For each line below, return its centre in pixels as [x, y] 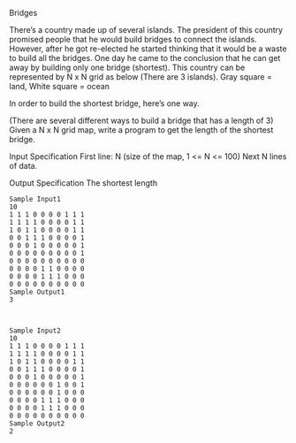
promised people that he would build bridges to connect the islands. [133, 39]
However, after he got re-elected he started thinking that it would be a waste [148, 49]
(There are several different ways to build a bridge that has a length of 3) [141, 120]
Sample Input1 [35, 199]
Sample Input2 [35, 331]
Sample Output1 [37, 292]
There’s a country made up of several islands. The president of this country [146, 30]
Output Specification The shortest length [83, 183]
